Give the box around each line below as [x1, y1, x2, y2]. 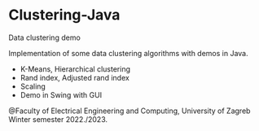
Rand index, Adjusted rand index [20, 72, 130, 82]
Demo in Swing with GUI [20, 90, 103, 99]
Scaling [20, 81, 46, 91]
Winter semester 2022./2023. [8, 114, 108, 124]
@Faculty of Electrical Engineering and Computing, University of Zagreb [8, 106, 251, 116]
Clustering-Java [8, 6, 121, 24]
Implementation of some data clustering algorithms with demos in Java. [8, 48, 248, 58]
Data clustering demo [8, 33, 81, 42]
